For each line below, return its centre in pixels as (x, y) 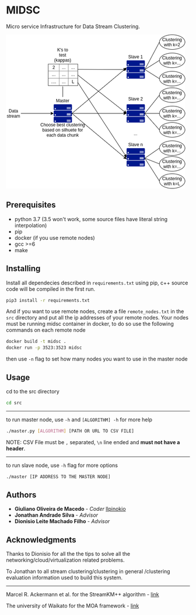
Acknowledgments (41, 540)
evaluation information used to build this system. (64, 578)
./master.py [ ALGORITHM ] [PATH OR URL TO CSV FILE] (70, 431)
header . (16, 448)
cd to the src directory (33, 391)
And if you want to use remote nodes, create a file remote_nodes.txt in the (95, 311)
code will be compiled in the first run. (51, 289)
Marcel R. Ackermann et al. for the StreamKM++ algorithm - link (83, 595)
